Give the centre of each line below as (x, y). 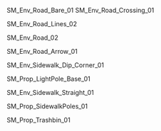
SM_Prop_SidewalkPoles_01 (47, 106)
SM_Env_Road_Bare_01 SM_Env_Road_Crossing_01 (80, 10)
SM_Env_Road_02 (32, 38)
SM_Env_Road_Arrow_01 (42, 51)
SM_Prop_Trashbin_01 (38, 120)
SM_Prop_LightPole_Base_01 (48, 79)
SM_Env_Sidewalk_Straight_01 (50, 92)
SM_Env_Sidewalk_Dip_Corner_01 (56, 65)
